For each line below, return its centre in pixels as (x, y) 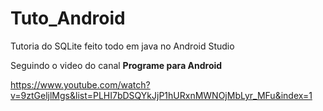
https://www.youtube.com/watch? (80, 84)
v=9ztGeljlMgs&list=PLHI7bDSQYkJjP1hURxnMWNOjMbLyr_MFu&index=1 (161, 95)
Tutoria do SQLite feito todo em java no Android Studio (122, 46)
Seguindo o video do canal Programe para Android (116, 65)
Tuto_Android (68, 18)
